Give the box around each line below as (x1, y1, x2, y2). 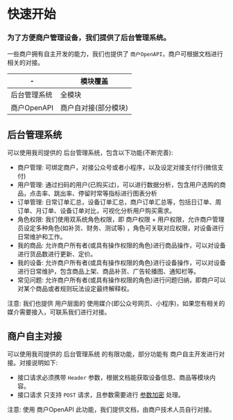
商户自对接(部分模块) (60, 103, 128, 113)
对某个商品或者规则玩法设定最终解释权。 (17, 285, 133, 293)
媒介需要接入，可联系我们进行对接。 (7, 308, 111, 316)
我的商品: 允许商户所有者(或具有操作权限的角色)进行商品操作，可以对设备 (17, 241, 226, 250)
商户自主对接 (7, 330, 62, 342)
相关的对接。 (7, 58, 44, 67)
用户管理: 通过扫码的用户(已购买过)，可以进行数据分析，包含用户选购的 (17, 181, 220, 189)
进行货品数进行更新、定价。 (17, 250, 97, 259)
